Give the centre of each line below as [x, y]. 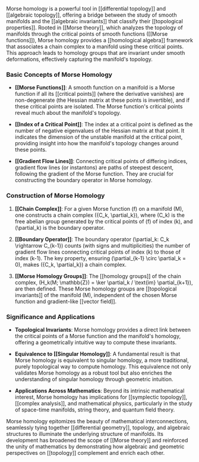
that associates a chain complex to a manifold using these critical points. [95, 46]
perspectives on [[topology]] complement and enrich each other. [86, 452]
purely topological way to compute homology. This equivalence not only [103, 366]
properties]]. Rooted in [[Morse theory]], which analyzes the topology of [94, 27]
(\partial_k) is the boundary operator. [60, 227]
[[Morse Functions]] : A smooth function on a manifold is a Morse [95, 88]
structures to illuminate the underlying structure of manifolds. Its [85, 433]
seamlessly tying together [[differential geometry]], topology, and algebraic [98, 427]
